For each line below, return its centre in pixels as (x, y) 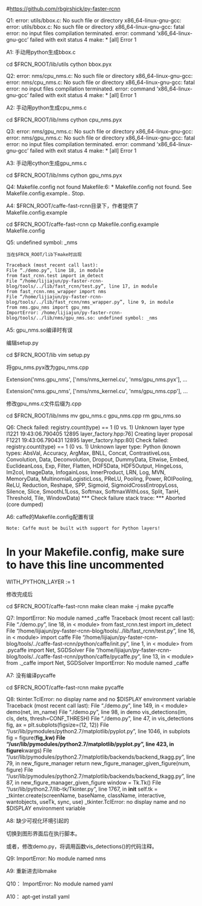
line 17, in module (133, 286)
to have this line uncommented (85, 565)
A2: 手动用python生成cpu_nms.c (47, 108)
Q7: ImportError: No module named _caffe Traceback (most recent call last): (100, 618)
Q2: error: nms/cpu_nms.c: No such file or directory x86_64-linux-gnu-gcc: (99, 76)
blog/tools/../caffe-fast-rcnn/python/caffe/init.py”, (68, 643)
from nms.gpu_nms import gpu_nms (48, 307)
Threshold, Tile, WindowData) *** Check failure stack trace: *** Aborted (96, 498)
